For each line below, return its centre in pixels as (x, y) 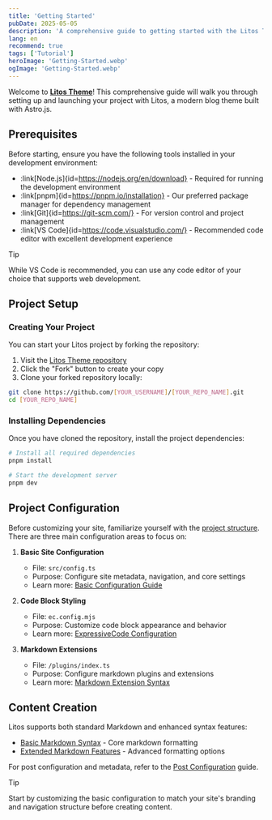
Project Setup (44, 303)
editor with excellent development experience (96, 238)
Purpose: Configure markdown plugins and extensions (123, 673)
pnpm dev (23, 483)
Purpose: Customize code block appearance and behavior (129, 625)
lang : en (23, 38)
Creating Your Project (52, 327)
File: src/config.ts (64, 567)
